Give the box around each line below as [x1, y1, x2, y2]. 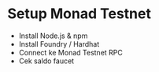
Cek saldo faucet [18, 56, 75, 66]
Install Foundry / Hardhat [18, 39, 100, 48]
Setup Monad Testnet [7, 5, 151, 23]
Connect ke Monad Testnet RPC [18, 47, 123, 57]
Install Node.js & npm [18, 31, 88, 40]
